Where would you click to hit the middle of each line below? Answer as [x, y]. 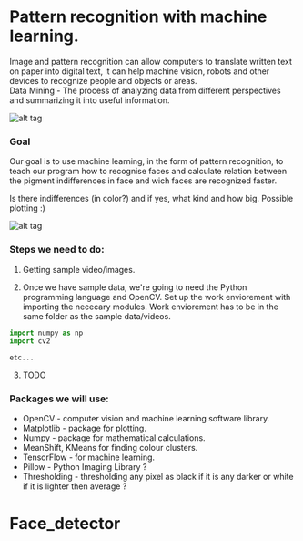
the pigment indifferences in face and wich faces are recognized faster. [143, 181]
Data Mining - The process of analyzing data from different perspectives [145, 90]
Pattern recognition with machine [138, 17]
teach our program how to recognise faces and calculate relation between [148, 172]
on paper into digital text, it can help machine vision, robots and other [140, 71]
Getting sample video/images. [79, 269]
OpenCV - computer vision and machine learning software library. [146, 419]
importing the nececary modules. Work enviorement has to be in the [151, 307]
